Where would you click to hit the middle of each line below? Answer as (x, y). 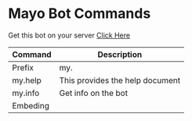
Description (120, 54)
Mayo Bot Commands (80, 14)
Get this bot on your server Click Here (69, 35)
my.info (26, 93)
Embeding (31, 105)
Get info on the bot (93, 93)
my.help (27, 80)
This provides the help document (120, 80)
